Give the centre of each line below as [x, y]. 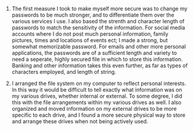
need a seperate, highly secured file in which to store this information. [97, 59]
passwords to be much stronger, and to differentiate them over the [93, 15]
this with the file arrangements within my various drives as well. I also [97, 102]
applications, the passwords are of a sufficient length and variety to [94, 53]
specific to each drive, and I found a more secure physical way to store [98, 115]
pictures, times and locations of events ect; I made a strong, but [90, 40]
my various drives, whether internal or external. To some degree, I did [97, 96]
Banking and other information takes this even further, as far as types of [100, 65]
